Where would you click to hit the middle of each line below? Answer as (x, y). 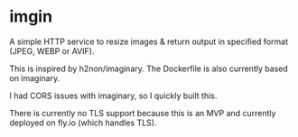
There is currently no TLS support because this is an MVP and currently (143, 113)
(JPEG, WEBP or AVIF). (52, 50)
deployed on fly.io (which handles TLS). (83, 123)
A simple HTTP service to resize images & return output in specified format (149, 41)
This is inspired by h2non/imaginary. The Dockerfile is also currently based (149, 68)
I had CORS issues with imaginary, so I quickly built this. (113, 96)
